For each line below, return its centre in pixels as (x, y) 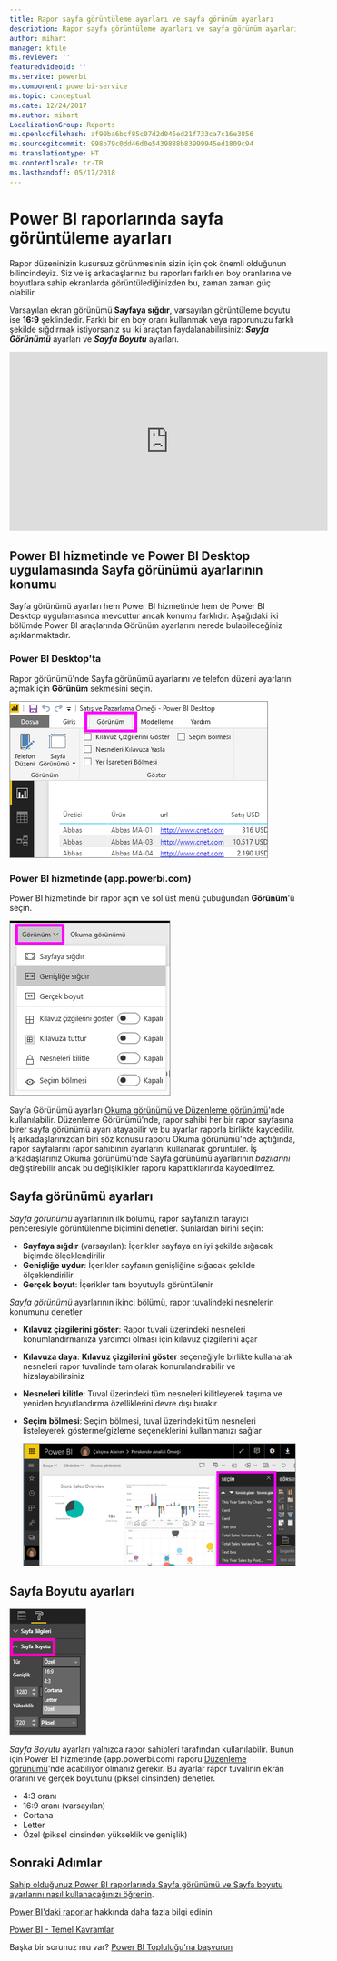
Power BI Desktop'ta (55, 659)
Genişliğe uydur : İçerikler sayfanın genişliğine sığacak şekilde (139, 1265)
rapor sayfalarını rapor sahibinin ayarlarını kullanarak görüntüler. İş (133, 1148)
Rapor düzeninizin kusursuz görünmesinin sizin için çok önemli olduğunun (148, 263)
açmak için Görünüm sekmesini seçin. (81, 688)
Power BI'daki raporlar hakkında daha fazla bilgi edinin (111, 1912)
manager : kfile (38, 48)
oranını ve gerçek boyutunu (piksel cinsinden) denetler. (113, 1778)
